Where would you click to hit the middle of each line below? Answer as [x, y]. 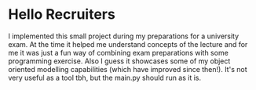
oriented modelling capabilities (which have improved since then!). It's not [128, 69]
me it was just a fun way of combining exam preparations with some [119, 52]
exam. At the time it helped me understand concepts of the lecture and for [128, 44]
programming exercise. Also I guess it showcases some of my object [119, 61]
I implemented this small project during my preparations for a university [124, 36]
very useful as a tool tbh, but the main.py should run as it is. [105, 77]
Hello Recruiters [62, 14]
